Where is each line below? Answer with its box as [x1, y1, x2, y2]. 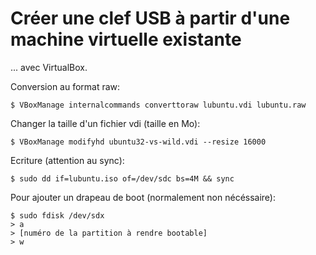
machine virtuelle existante [10, 28, 242, 51]
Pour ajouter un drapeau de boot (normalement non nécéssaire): [10, 191, 277, 203]
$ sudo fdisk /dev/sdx [10, 210, 105, 221]
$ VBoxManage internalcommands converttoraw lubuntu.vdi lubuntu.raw [10, 100, 307, 110]
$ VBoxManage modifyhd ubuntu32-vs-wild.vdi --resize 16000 [10, 137, 267, 147]
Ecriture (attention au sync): [10, 154, 125, 166]
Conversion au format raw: [10, 80, 121, 92]
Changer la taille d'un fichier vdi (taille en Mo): [10, 117, 201, 129]
